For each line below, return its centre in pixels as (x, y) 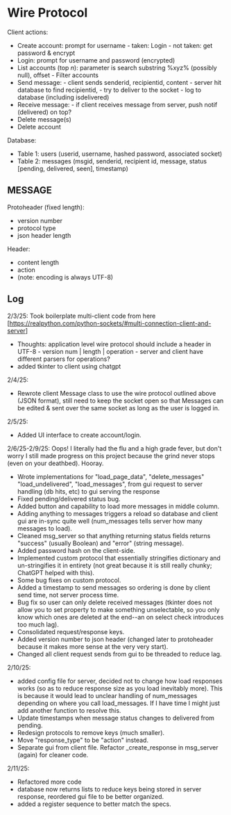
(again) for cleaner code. (53, 755)
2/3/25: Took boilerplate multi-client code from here (82, 316)
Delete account (39, 127)
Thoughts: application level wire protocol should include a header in (114, 344)
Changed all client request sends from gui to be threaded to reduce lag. (119, 654)
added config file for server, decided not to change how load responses (120, 681)
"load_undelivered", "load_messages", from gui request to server (110, 484)
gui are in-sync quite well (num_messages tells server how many (110, 521)
